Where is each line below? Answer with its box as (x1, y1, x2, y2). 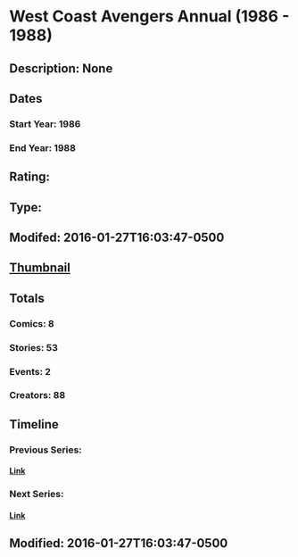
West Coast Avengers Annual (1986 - (9, 6, 290, 27)
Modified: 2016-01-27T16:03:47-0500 (9, 536, 228, 551)
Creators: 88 (9, 389, 66, 402)
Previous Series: (9, 444, 82, 456)
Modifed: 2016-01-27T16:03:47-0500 (9, 229, 225, 245)
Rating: (9, 170, 51, 185)
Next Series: (9, 488, 64, 501)
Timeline (9, 417, 60, 432)
